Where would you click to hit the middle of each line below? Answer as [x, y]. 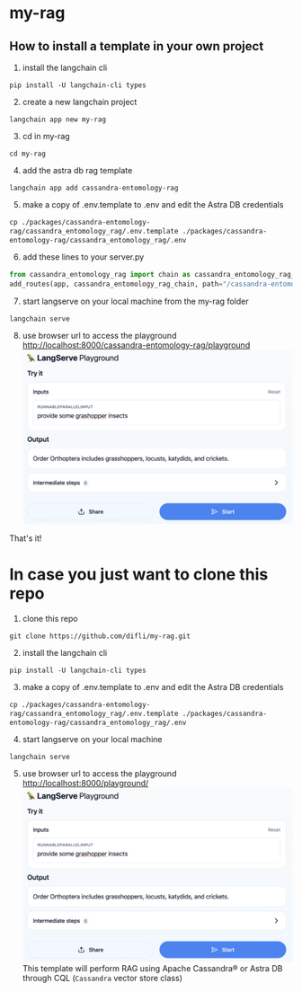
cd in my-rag [46, 136]
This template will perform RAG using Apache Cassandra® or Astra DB [152, 968]
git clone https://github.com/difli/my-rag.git [100, 636]
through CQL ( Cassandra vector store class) [102, 978]
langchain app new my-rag [58, 120]
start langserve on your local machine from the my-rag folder [135, 301]
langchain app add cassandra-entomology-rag [94, 188]
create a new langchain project [80, 102]
